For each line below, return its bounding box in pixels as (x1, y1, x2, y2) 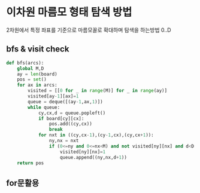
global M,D (17, 65, 44, 72)
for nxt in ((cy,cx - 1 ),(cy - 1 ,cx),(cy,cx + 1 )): (38, 132, 154, 138)
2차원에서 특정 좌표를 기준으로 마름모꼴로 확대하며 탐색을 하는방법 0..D (6, 26, 172, 33)
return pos (17, 160, 44, 166)
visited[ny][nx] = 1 (59, 149, 106, 155)
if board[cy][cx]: (38, 115, 84, 121)
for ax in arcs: (17, 82, 58, 88)
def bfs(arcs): (6, 60, 44, 66)
